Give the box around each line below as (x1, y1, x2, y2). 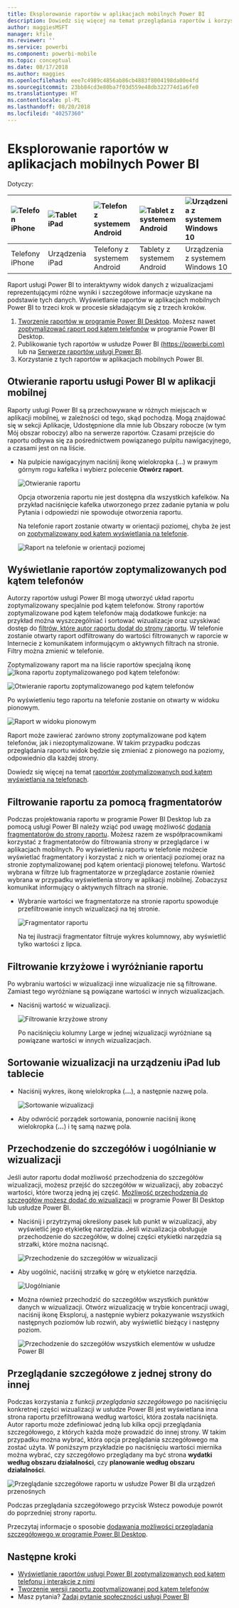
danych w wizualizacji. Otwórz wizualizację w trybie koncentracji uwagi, (17, 1303, 229, 1311)
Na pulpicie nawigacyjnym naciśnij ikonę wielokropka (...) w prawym (17, 457, 218, 466)
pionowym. (7, 704, 41, 712)
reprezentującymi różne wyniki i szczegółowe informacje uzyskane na (7, 288, 213, 296)
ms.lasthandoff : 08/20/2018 (7, 103, 91, 111)
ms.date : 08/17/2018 (7, 64, 69, 71)
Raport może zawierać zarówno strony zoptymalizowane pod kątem (7, 731, 207, 739)
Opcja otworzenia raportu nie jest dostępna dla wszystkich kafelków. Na (17, 492, 230, 501)
